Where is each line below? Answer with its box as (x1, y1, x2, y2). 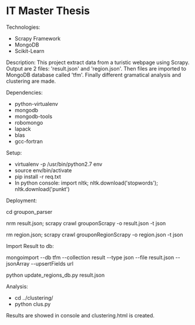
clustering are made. (6, 78, 56, 85)
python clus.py (14, 300, 51, 307)
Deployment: (6, 197, 37, 204)
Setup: (6, 149, 22, 156)
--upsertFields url (31, 260, 73, 267)
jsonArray (6, 260, 30, 267)
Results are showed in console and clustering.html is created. (6, 311, 154, 319)
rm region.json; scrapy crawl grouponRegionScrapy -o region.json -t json (6, 231, 183, 238)
